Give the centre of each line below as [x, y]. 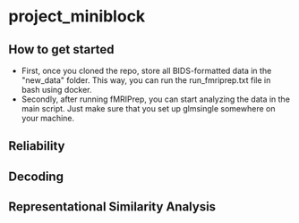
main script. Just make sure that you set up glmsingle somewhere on [148, 108]
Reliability [37, 146]
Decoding [36, 176]
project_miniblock [77, 17]
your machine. [48, 118]
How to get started [61, 50]
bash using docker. [56, 90]
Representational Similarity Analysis [112, 207]
